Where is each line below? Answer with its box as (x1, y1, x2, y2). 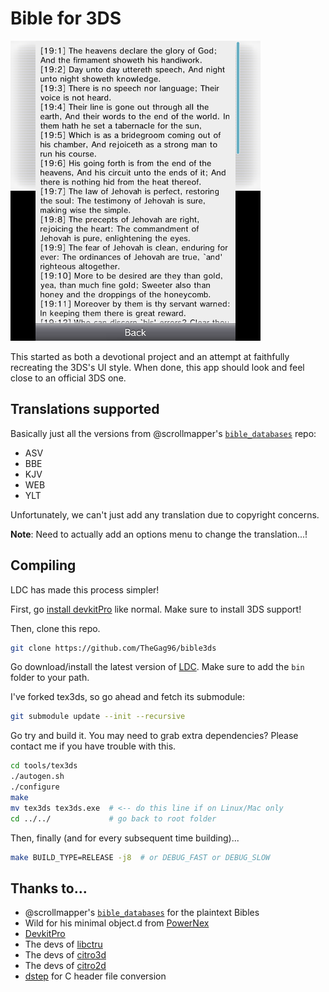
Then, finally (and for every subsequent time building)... (10, 832, 240, 844)
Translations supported (10, 401, 160, 418)
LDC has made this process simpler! (10, 583, 160, 596)
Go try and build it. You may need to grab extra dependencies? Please (10, 730, 299, 742)
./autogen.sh (10, 772, 65, 782)
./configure (10, 782, 60, 792)
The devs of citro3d (24, 949, 107, 961)
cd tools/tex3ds (10, 761, 78, 771)
